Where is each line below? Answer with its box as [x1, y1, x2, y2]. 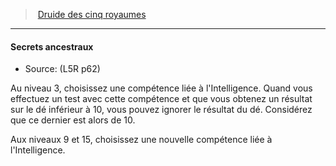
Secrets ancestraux [10, 40, 94, 53]
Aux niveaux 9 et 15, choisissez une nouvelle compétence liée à [10, 134, 273, 146]
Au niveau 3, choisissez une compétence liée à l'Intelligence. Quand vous [10, 82, 313, 94]
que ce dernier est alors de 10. [10, 114, 136, 126]
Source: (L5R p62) [24, 63, 101, 75]
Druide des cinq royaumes [37, 9, 147, 20]
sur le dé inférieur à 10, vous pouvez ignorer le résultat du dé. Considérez [10, 104, 313, 116]
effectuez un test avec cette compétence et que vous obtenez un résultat [10, 93, 313, 105]
